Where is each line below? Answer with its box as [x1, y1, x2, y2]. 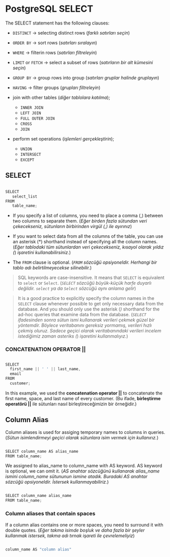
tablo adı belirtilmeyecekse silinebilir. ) [12, 265, 92, 271]
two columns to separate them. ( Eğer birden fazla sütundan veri [12, 218, 147, 224]
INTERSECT [20, 152, 42, 157]
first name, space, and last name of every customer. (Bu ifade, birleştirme [5, 395, 161, 401]
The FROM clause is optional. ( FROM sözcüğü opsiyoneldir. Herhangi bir [12, 259, 157, 265]
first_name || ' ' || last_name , [10, 367, 81, 372]
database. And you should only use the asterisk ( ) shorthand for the [17, 306, 160, 312]
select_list [12, 194, 38, 199]
